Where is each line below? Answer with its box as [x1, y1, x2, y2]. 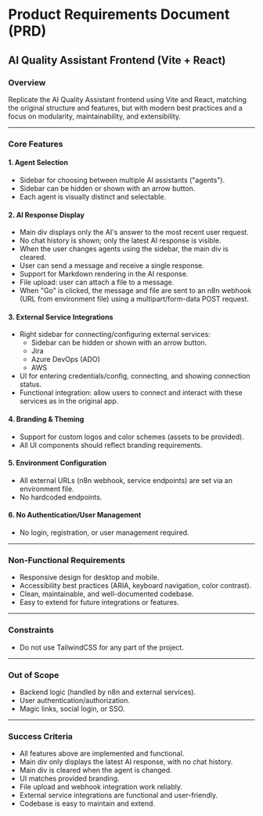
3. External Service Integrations [8, 312, 113, 321]
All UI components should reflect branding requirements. [19, 440, 204, 449]
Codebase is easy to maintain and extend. [19, 799, 155, 808]
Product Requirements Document [8, 5, 230, 24]
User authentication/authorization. [19, 695, 131, 704]
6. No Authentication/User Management [8, 510, 142, 520]
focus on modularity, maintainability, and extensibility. [8, 112, 182, 121]
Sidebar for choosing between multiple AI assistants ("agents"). [19, 175, 225, 185]
